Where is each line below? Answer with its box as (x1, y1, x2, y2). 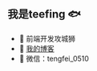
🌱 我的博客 (18, 43, 55, 53)
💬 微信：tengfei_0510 (18, 53, 90, 63)
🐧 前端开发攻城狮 (18, 34, 75, 43)
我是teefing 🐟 (7, 7, 81, 22)
